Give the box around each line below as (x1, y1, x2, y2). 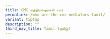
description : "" (5, 21, 40, 27)
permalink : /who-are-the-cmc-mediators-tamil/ (5, 12, 105, 17)
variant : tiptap (5, 17, 40, 22)
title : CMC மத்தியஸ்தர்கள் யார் (5, 7, 64, 13)
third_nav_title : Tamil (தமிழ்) (5, 26, 71, 31)
